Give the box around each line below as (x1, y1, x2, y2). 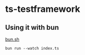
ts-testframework (5, 3, 80, 15)
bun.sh (5, 36, 19, 42)
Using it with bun (5, 23, 59, 32)
